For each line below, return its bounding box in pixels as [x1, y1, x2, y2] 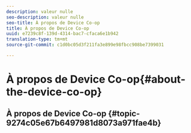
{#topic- [108, 109, 140, 119]
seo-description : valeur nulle [6, 14, 84, 20]
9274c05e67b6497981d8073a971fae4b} [6, 118, 162, 128]
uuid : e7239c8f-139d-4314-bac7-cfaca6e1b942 [6, 31, 119, 37]
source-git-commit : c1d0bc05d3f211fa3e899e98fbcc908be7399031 [6, 42, 164, 48]
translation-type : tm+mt [6, 36, 68, 42]
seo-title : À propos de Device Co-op [6, 20, 100, 26]
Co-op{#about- [107, 72, 186, 86]
